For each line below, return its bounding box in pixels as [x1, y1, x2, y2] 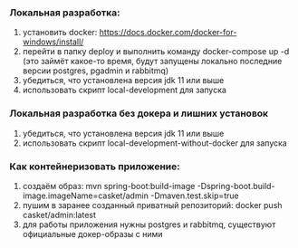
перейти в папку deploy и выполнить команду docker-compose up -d [22, 46, 290, 57]
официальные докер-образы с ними [22, 228, 163, 239]
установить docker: [22, 27, 98, 38]
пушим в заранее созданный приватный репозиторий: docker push [22, 199, 283, 210]
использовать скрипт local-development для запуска [22, 84, 226, 96]
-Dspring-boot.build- [197, 180, 275, 191]
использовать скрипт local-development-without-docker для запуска [22, 138, 287, 148]
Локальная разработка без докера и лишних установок [9, 107, 269, 119]
